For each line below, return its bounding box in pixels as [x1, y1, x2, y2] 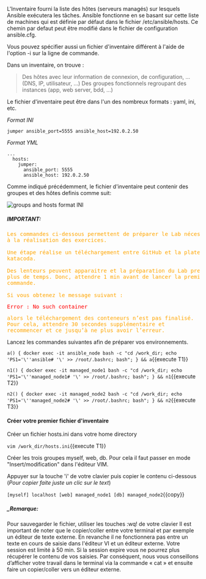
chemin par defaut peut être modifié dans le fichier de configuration [7, 24, 178, 32]
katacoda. [7, 255, 36, 262]
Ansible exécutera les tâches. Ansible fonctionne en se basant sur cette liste [7, 12, 199, 19]
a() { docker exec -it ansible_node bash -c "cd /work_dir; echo [7, 350, 177, 356]
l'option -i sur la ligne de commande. [7, 50, 100, 57]
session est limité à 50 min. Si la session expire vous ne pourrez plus [7, 547, 180, 554]
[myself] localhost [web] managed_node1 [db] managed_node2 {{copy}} [7, 491, 185, 498]
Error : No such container [7, 303, 88, 310]
